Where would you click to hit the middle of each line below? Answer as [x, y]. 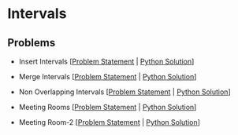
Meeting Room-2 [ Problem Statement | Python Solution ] [109, 122]
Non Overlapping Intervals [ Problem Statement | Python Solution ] [125, 92]
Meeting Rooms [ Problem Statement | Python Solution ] [108, 107]
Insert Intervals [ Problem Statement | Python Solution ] [106, 61]
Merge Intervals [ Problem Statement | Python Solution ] [108, 77]
